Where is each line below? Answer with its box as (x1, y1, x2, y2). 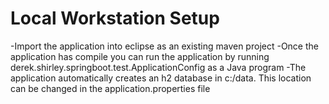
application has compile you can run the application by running (10, 50, 270, 62)
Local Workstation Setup (10, 7, 220, 30)
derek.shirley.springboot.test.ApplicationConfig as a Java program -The (10, 61, 307, 73)
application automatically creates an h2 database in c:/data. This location (10, 72, 312, 84)
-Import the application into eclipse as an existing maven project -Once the (10, 40, 319, 52)
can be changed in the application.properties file (10, 82, 211, 94)
